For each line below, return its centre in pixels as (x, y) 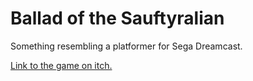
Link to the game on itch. (61, 65)
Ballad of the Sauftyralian (117, 18)
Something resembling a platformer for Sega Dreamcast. (126, 46)
